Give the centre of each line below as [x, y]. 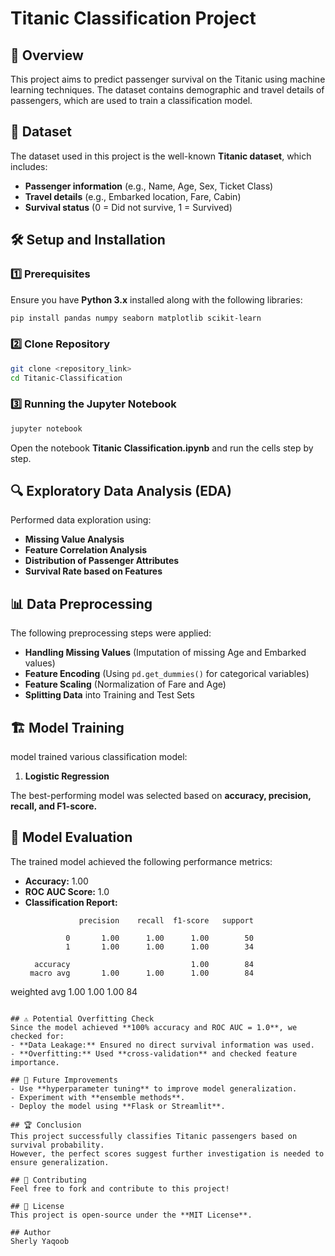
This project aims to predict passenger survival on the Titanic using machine [168, 79]
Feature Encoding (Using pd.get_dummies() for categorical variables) [167, 674]
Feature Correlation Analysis [86, 550]
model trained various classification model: [99, 757]
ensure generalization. [60, 1162]
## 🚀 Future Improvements [64, 1080]
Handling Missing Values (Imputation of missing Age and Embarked [165, 653]
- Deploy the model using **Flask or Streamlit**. [118, 1106]
